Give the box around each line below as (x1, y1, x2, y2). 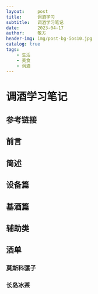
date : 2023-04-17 (6, 25, 64, 31)
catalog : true (6, 41, 41, 47)
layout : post (6, 8, 48, 15)
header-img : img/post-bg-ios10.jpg (6, 36, 93, 41)
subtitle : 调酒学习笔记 (6, 19, 64, 25)
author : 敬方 (6, 30, 47, 36)
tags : (6, 47, 19, 53)
